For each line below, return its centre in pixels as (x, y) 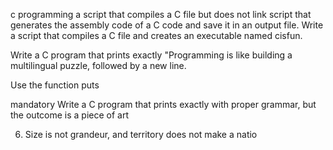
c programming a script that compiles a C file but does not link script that (161, 14)
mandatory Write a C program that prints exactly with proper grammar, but (163, 104)
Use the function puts (55, 85)
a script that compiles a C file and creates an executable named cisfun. (156, 35)
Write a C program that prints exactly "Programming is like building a (151, 55)
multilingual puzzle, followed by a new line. (98, 65)
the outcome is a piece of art (70, 115)
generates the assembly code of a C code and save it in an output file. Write (167, 25)
